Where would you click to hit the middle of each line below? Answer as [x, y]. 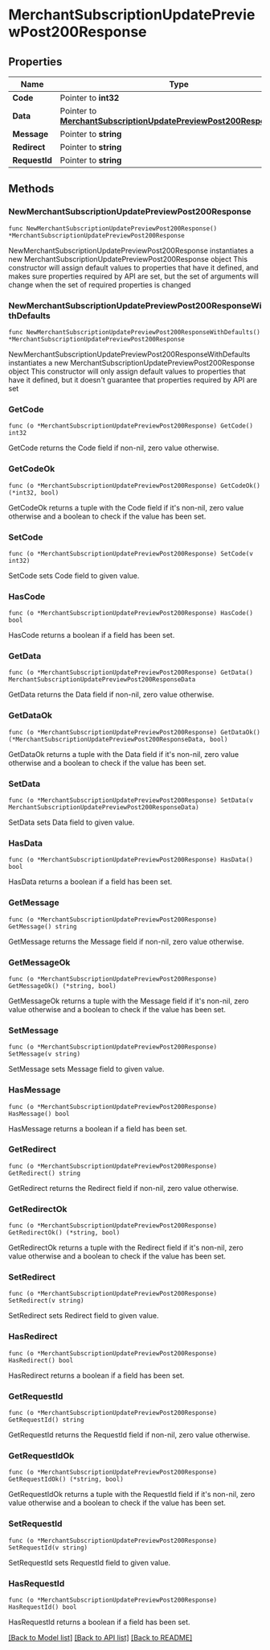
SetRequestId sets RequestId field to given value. [90, 1562]
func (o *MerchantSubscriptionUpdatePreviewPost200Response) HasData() [131, 860]
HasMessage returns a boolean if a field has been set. [98, 1128]
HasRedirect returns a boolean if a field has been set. [96, 1375]
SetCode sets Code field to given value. [74, 575]
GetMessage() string [43, 926]
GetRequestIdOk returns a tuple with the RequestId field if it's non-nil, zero [132, 1495]
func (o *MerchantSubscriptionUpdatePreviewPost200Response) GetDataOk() [135, 732]
